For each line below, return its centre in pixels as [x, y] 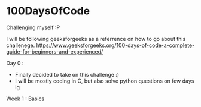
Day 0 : [15, 63]
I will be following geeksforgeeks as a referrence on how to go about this [96, 39]
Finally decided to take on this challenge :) [67, 74]
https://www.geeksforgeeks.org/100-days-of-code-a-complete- [115, 45]
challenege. [21, 45]
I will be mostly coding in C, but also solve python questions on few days [104, 81]
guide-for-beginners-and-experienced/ [55, 51]
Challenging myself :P [33, 27]
